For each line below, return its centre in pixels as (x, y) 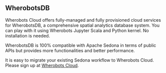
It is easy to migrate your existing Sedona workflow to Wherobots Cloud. (80, 60)
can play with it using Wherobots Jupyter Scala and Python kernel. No (77, 30)
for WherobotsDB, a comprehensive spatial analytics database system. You (83, 25)
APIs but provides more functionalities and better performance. (70, 50)
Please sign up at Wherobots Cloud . (42, 65)
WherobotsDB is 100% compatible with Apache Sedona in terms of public (81, 45)
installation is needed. (28, 36)
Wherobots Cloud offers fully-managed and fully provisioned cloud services (83, 20)
